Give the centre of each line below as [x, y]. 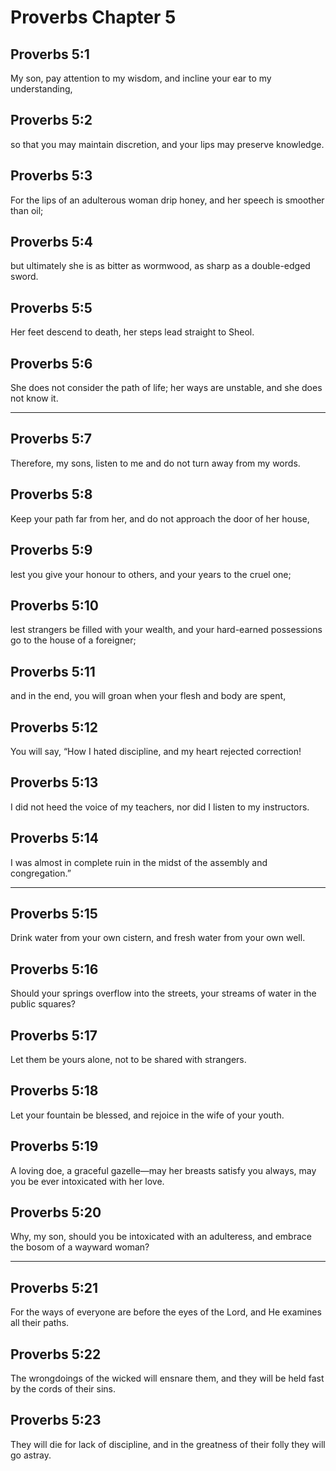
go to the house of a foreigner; [73, 640]
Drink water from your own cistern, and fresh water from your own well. [158, 938]
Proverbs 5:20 [56, 1212]
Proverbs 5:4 [51, 242]
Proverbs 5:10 [55, 605]
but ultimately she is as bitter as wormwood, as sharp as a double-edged [160, 266]
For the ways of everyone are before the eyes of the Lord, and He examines [166, 1312]
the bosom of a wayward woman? [80, 1247]
